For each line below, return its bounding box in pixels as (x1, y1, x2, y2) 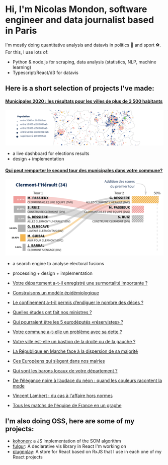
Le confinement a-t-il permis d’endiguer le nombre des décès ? (12, 299, 144, 305)
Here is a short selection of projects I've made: (5, 84, 154, 93)
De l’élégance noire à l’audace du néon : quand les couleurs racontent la (12, 377, 162, 383)
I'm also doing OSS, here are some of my (5, 417, 135, 425)
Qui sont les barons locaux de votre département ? (12, 367, 118, 373)
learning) (12, 64, 32, 70)
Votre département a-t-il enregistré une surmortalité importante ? (12, 280, 148, 286)
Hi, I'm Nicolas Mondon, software (5, 4, 147, 15)
